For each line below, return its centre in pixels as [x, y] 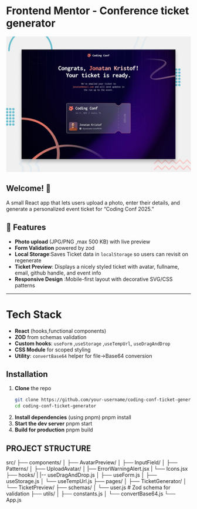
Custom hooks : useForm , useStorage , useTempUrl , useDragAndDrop [92, 343]
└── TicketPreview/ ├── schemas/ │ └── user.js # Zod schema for [88, 488]
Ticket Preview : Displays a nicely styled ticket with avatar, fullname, [97, 266]
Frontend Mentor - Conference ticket [98, 11]
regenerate [28, 260]
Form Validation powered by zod [55, 247]
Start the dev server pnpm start [53, 424]
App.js [14, 500]
